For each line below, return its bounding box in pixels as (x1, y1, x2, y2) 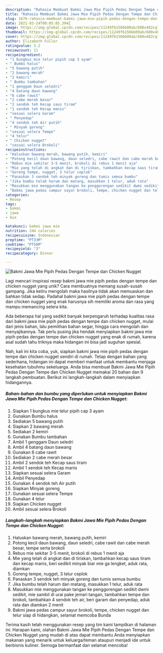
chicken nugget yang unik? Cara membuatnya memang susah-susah (5, 283, 142, 289)
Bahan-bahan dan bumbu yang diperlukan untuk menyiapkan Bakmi (5, 390, 147, 396)
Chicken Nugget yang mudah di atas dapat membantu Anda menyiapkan (5, 632, 150, 637)
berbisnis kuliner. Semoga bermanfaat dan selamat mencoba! (5, 642, 128, 648)
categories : (5, 193, 30, 197)
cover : (5, 35, 19, 39)
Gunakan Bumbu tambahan (12, 434, 67, 440)
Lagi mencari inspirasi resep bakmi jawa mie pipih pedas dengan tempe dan (5, 278, 157, 283)
